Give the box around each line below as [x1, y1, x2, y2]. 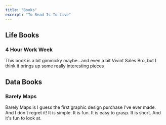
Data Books [5, 77, 42, 86]
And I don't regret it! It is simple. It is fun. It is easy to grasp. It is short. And [5, 109, 161, 115]
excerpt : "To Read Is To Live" [5, 12, 71, 17]
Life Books [5, 31, 39, 39]
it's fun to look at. [5, 115, 42, 121]
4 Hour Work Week [5, 46, 53, 53]
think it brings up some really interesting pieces [5, 63, 104, 69]
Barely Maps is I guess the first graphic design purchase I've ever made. [5, 104, 156, 110]
